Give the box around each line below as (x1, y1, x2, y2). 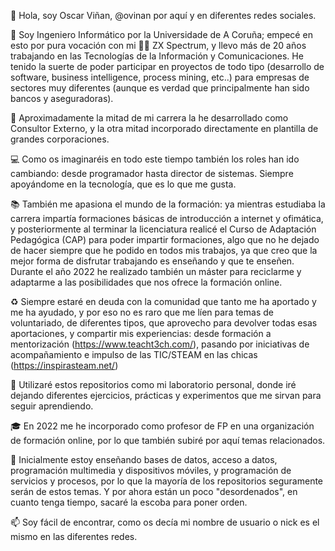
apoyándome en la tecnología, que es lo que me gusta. (10, 178, 237, 190)
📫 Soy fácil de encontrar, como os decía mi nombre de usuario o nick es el (10, 516, 320, 528)
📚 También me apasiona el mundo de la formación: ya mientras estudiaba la (10, 198, 326, 210)
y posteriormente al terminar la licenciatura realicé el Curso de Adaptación (10, 223, 317, 235)
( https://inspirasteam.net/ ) (10, 360, 119, 371)
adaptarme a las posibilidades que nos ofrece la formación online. (10, 276, 283, 288)
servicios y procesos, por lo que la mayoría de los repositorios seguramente (10, 475, 324, 487)
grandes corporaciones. (10, 133, 110, 145)
